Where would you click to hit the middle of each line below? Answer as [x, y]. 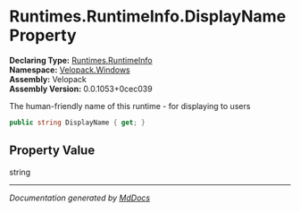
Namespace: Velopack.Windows [70, 70]
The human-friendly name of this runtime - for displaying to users [130, 106]
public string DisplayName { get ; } [77, 123]
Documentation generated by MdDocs [79, 198]
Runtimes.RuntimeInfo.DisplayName [148, 17]
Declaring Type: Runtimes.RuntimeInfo [81, 60]
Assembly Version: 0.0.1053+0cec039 [81, 89]
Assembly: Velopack [48, 79]
